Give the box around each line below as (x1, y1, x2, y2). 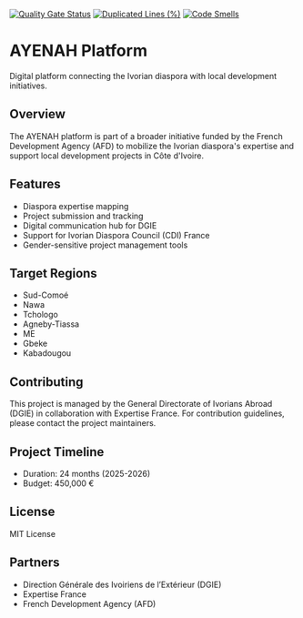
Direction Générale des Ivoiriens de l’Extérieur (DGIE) (22, 579, 222, 590)
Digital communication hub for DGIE (22, 219, 157, 231)
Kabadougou (22, 348, 72, 359)
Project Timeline (9, 444, 105, 460)
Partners (9, 555, 61, 571)
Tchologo (22, 309, 59, 320)
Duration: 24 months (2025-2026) (22, 469, 151, 479)
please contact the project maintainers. (9, 418, 157, 429)
